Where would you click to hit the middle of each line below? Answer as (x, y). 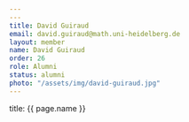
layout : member (37, 42)
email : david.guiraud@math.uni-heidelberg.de (94, 34)
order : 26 (28, 58)
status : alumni (37, 75)
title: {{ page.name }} (47, 108)
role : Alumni (33, 67)
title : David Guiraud (49, 26)
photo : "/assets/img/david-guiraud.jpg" (85, 83)
